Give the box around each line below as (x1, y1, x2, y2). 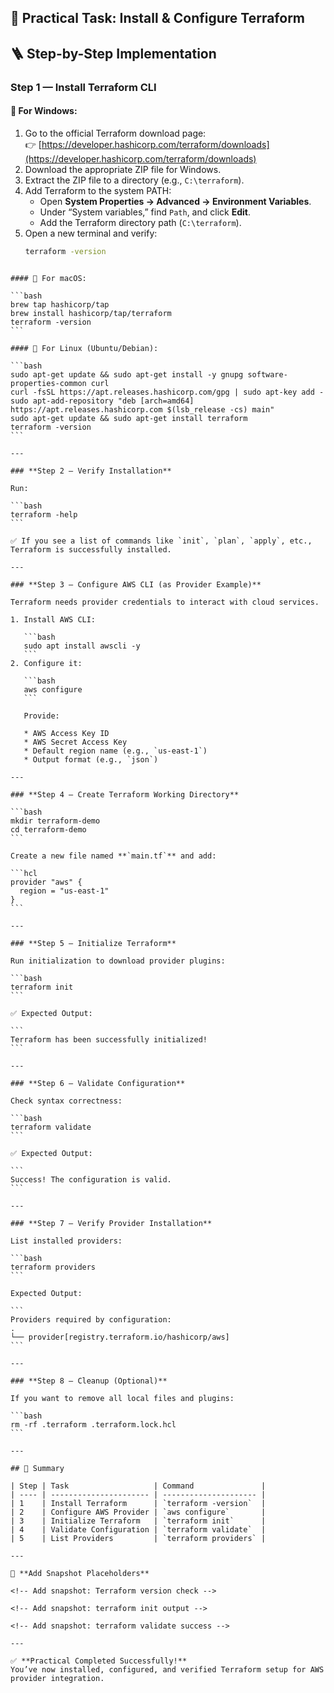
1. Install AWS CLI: (10, 614, 97, 625)
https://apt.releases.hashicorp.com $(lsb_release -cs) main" (10, 404, 275, 415)
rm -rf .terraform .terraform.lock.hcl (10, 1419, 177, 1430)
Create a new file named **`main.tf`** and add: (10, 851, 217, 861)
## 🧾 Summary (10, 1463, 65, 1473)
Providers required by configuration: (10, 1314, 172, 1325)
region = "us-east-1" (19, 886, 110, 896)
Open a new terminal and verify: (24, 227, 158, 239)
